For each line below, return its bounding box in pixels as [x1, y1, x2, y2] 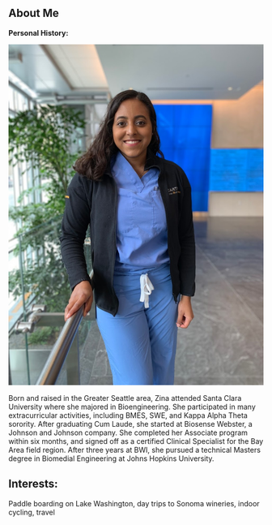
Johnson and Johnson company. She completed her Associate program [8, 428, 249, 437]
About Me [8, 6, 59, 20]
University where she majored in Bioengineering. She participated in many [8, 402, 257, 411]
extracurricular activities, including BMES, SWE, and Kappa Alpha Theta [8, 410, 249, 420]
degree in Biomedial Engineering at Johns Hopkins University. [8, 454, 215, 463]
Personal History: [8, 28, 69, 37]
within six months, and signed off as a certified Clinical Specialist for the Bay [8, 436, 264, 445]
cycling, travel [8, 507, 55, 517]
